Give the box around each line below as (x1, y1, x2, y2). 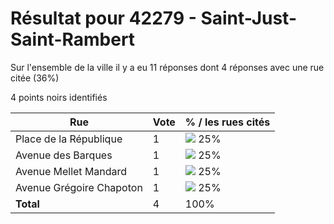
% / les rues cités (184, 115, 271, 129)
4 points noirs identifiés (10, 91, 108, 103)
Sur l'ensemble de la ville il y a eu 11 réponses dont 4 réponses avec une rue (10, 61, 325, 73)
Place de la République (15, 132, 123, 146)
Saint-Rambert (10, 28, 136, 51)
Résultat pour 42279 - (10, 7, 197, 30)
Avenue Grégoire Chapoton (15, 180, 143, 194)
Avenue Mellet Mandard (15, 164, 128, 178)
